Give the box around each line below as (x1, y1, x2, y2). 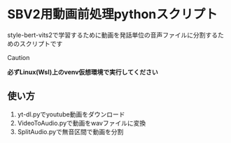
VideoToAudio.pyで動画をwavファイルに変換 (17, 119, 146, 127)
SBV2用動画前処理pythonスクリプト (7, 6, 218, 22)
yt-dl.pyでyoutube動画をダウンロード (17, 110, 125, 119)
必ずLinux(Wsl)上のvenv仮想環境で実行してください (7, 68, 159, 76)
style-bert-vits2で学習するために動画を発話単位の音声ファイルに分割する (7, 31, 218, 39)
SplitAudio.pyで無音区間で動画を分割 (17, 127, 124, 136)
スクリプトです (19, 39, 63, 47)
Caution (7, 53, 30, 61)
